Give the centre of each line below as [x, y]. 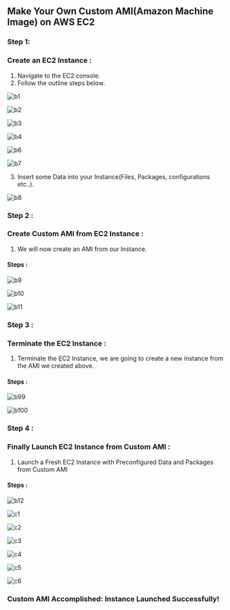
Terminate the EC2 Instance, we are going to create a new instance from [120, 358]
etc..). [26, 184]
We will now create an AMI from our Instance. [82, 249]
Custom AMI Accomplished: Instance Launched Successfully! [113, 599]
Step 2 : [20, 215]
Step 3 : [20, 324]
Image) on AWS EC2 [51, 22]
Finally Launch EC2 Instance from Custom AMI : [89, 447]
